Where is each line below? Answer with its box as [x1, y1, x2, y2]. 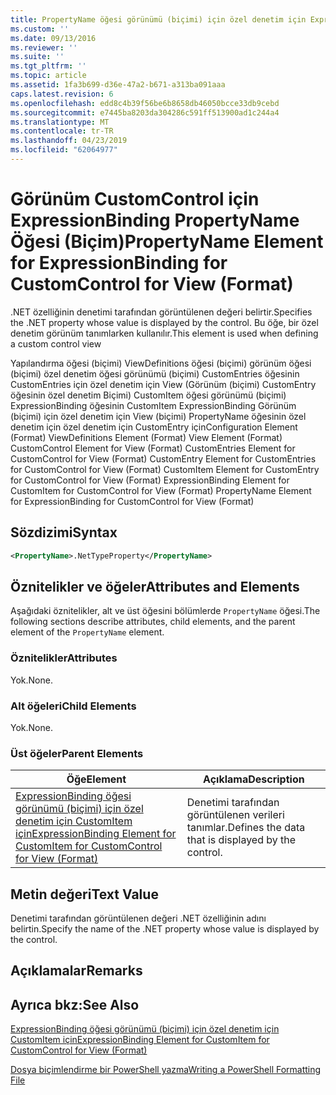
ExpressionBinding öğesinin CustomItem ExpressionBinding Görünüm [10, 399, 297, 411]
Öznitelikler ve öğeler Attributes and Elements [10, 578, 300, 595]
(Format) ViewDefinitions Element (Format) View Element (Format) [10, 431, 283, 443]
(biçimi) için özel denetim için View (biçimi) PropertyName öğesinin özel [10, 410, 307, 422]
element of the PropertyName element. [10, 626, 165, 638]
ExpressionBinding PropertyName [10, 209, 300, 232]
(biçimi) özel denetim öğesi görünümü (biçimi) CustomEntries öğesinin [10, 367, 300, 380]
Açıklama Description [203, 772, 305, 786]
